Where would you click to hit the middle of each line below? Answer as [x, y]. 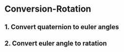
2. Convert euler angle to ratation [56, 43]
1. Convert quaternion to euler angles [62, 27]
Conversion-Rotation [48, 9]
